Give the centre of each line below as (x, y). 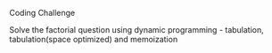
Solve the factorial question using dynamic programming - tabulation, (137, 30)
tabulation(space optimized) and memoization (94, 39)
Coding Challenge (42, 13)
